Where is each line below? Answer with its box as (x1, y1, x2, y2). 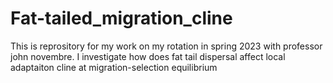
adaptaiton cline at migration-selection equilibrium (10, 61, 218, 73)
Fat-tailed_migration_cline (10, 7, 233, 30)
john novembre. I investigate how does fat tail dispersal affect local (10, 50, 286, 62)
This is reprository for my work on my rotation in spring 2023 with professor (10, 40, 323, 52)
